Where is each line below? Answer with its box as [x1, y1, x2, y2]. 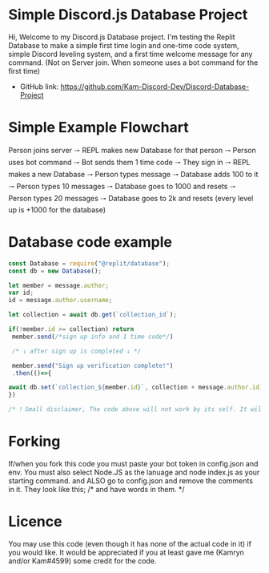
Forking [8, 433, 61, 450]
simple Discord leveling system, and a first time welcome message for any [8, 49, 253, 59]
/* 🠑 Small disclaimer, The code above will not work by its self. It [8, 406, 247, 414]
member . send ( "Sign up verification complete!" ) [11, 361, 174, 369]
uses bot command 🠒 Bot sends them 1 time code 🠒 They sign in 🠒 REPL [8, 157, 251, 167]
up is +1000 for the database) [8, 204, 106, 214]
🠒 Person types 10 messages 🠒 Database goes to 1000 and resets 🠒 [8, 181, 236, 191]
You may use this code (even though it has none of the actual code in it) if [8, 539, 252, 548]
